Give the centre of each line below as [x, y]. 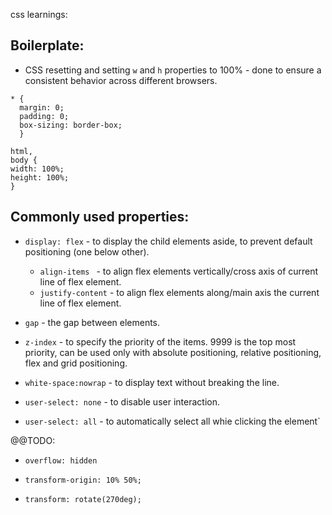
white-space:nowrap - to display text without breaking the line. [152, 382]
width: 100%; [37, 169]
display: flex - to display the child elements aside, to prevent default [168, 241]
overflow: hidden [61, 460]
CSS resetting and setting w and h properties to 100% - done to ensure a [173, 70]
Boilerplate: [47, 45]
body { [24, 160]
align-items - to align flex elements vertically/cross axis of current [179, 271]
